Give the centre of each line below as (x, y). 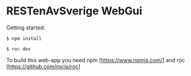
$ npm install (24, 38)
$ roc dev (19, 49)
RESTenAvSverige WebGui (74, 11)
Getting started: (26, 28)
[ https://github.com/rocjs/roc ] (43, 66)
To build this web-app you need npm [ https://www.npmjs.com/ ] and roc (96, 60)
